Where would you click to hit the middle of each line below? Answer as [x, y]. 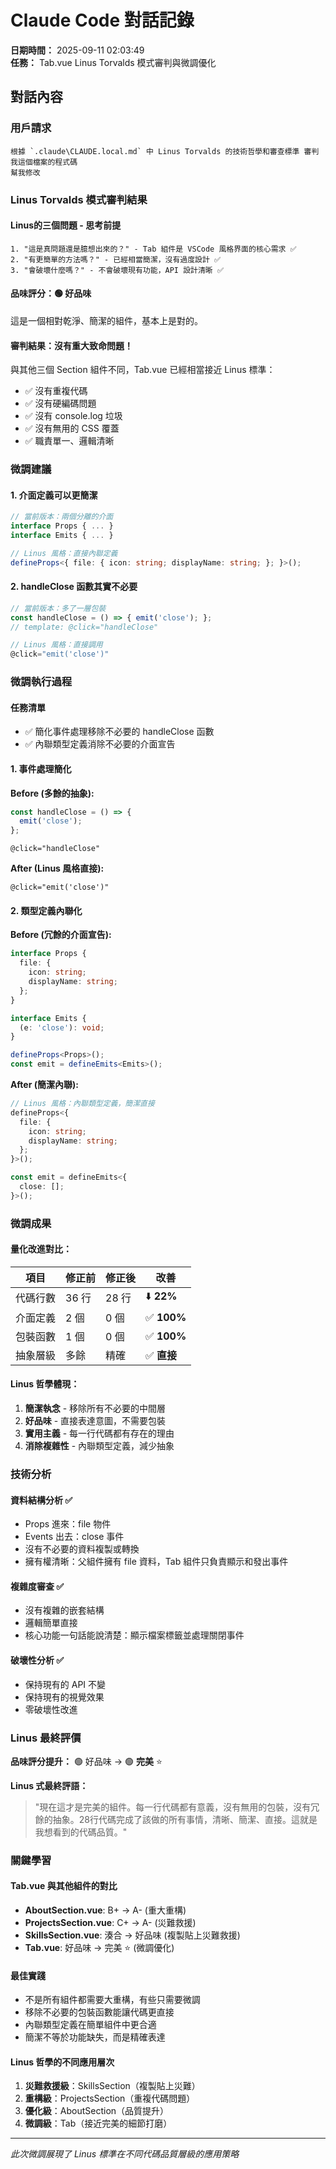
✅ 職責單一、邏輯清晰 [69, 441]
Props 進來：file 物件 [68, 1524]
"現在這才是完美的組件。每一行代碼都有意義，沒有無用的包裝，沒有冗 [177, 1807]
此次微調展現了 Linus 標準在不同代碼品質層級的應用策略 [125, 2154]
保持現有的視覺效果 [64, 1697]
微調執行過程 [41, 682]
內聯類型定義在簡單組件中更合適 [90, 2025]
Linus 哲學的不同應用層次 [62, 2062]
